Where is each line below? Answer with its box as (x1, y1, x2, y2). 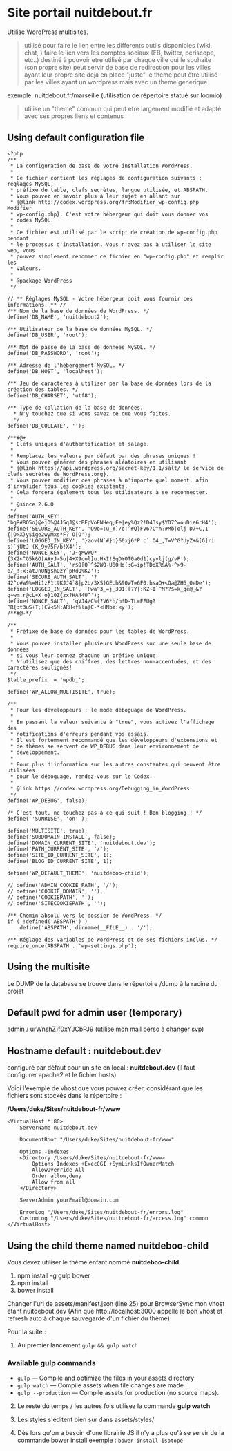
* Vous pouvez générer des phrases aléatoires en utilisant (10, 458, 187, 466)
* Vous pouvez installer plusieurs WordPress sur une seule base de (10, 640, 212, 647)
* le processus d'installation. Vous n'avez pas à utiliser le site (10, 240, 212, 248)
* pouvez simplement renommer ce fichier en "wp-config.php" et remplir (10, 253, 224, 260)
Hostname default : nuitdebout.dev (7, 1045, 162, 1056)
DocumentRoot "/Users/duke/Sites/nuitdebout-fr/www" (19, 1137, 175, 1144)
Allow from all (32, 1179, 76, 1186)
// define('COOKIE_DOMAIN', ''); (7, 888, 104, 895)
